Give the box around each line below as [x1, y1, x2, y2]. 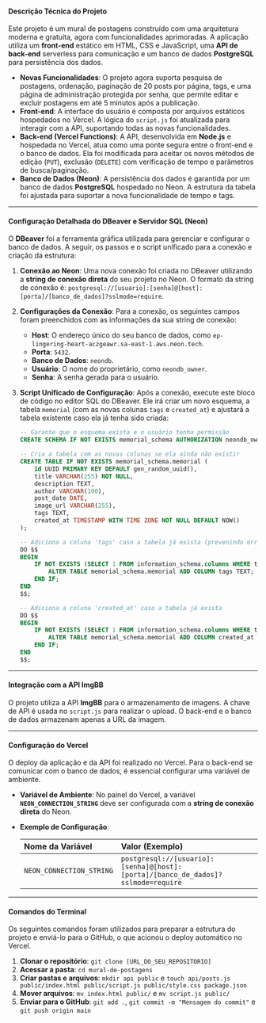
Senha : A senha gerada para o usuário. [31, 372, 160, 382]
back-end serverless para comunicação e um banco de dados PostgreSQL [8, 49, 255, 59]
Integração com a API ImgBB [8, 680, 104, 689]
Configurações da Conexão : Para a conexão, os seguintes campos [19, 307, 240, 316]
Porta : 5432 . [31, 347, 71, 357]
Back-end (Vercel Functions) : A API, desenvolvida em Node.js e [19, 132, 232, 142]
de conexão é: [19, 283, 67, 292]
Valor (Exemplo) [120, 841, 184, 852]
